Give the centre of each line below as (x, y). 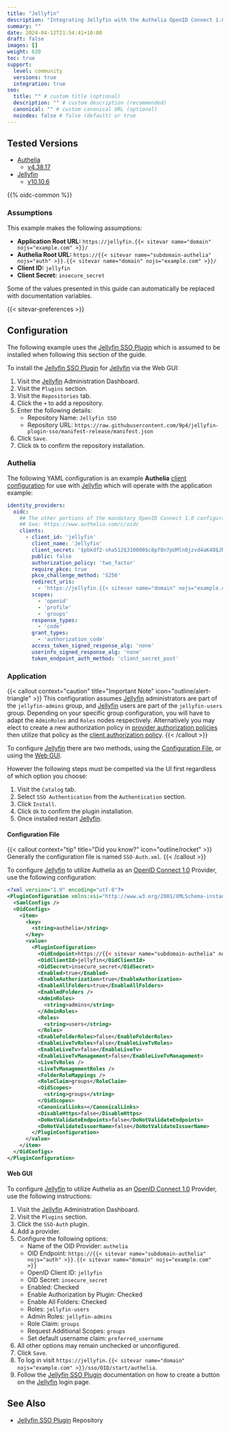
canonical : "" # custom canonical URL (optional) (85, 109)
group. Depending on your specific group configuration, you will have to (108, 713)
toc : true (21, 58)
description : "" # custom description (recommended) (90, 103)
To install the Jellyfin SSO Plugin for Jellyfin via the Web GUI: (93, 367)
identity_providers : (37, 505)
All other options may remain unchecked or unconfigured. (98, 1346)
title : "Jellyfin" (33, 13)
